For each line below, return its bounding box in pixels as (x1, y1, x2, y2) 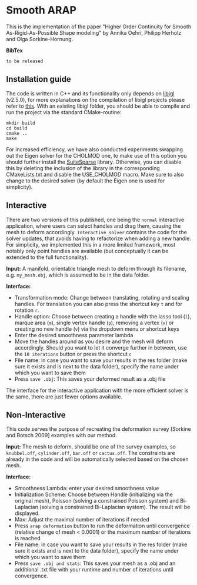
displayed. (14, 510, 40, 517)
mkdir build (6, 120, 35, 126)
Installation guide (6, 74, 72, 84)
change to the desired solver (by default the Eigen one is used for (6, 177, 165, 184)
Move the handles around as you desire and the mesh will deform (14, 338, 173, 345)
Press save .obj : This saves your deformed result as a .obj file (14, 375, 166, 383)
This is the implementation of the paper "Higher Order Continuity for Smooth (6, 23, 192, 30)
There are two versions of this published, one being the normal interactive (6, 216, 185, 223)
